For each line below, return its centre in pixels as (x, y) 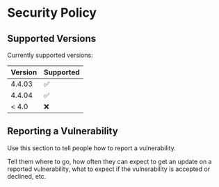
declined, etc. (27, 176)
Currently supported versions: (50, 55)
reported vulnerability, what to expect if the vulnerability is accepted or (109, 169)
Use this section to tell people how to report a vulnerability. (91, 148)
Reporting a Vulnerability (63, 131)
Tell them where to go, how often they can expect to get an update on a (109, 161)
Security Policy (52, 13)
